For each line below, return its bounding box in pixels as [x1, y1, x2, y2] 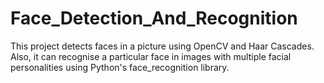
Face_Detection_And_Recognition [10, 7, 298, 30]
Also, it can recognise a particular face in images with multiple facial [10, 50, 292, 62]
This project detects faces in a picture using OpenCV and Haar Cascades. [10, 40, 315, 52]
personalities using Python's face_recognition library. [10, 61, 230, 73]
